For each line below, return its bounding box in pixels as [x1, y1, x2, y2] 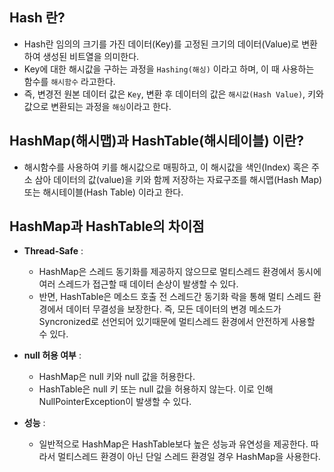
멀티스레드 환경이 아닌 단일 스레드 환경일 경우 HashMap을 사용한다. [57, 451, 321, 463]
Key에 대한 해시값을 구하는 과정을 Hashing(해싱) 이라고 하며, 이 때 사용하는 [23, 63, 315, 75]
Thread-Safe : [23, 245, 84, 257]
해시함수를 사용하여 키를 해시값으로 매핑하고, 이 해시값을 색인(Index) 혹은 [23, 161, 310, 173]
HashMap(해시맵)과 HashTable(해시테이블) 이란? [9, 133, 304, 150]
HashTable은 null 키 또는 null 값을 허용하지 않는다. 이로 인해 [38, 383, 274, 395]
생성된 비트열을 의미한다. [42, 50, 140, 62]
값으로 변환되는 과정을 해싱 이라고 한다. [23, 100, 172, 112]
